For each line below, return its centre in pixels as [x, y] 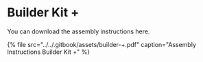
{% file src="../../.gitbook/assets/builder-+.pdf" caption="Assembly [102, 44]
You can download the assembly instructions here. [79, 31]
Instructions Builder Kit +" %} [49, 52]
